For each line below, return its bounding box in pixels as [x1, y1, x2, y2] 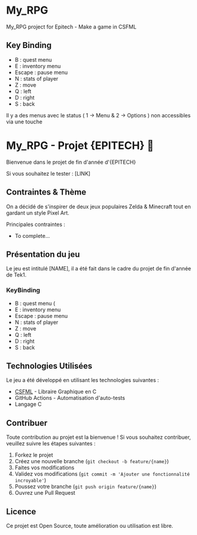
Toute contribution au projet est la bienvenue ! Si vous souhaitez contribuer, [6, 434, 191, 441]
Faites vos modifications [14, 464, 75, 472]
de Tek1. [6, 271, 27, 279]
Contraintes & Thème [6, 187, 87, 198]
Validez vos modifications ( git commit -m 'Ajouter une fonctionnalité [14, 470, 190, 477]
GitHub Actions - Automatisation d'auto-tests [14, 394, 126, 402]
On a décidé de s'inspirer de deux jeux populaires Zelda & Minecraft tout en [6, 203, 191, 210]
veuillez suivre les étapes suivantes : [6, 440, 96, 447]
